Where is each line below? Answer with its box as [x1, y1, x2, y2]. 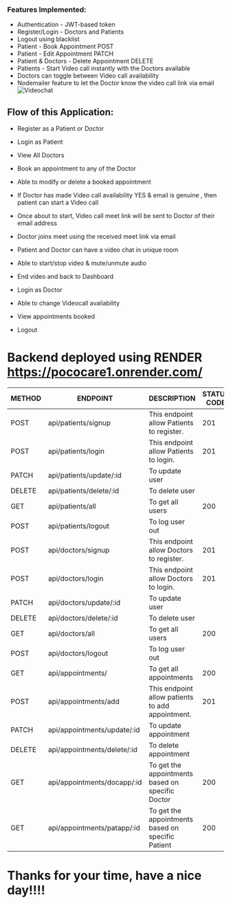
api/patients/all [47, 502, 96, 511]
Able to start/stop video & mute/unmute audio [16, 259, 146, 268]
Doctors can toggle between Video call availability [16, 72, 159, 80]
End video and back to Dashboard [16, 272, 114, 281]
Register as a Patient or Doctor [16, 125, 104, 133]
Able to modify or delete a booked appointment [16, 177, 151, 186]
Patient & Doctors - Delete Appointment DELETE [16, 57, 154, 65]
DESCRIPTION [148, 394, 196, 403]
